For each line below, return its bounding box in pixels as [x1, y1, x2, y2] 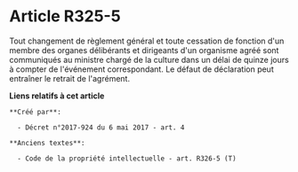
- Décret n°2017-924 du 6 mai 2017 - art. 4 [17, 122, 185, 132]
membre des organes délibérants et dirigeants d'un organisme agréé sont [9, 44, 279, 55]
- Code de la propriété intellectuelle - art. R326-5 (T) [17, 153, 238, 163]
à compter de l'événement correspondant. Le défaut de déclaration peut [9, 64, 274, 74]
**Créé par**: [9, 107, 62, 116]
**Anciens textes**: [9, 138, 86, 147]
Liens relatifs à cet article [9, 90, 105, 101]
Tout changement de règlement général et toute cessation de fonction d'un [9, 35, 285, 46]
